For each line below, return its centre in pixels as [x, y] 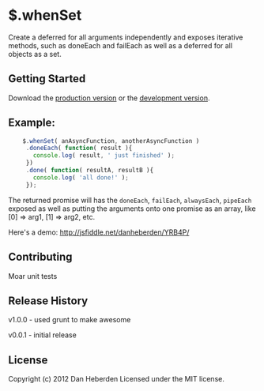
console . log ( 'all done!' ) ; [81, 177]
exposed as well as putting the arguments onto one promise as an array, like [132, 209]
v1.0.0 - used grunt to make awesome [70, 320]
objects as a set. [35, 54]
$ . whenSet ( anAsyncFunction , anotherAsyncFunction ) [111, 141]
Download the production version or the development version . [109, 98]
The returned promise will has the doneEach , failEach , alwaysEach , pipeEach [130, 200]
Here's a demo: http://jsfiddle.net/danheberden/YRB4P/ [99, 232]
